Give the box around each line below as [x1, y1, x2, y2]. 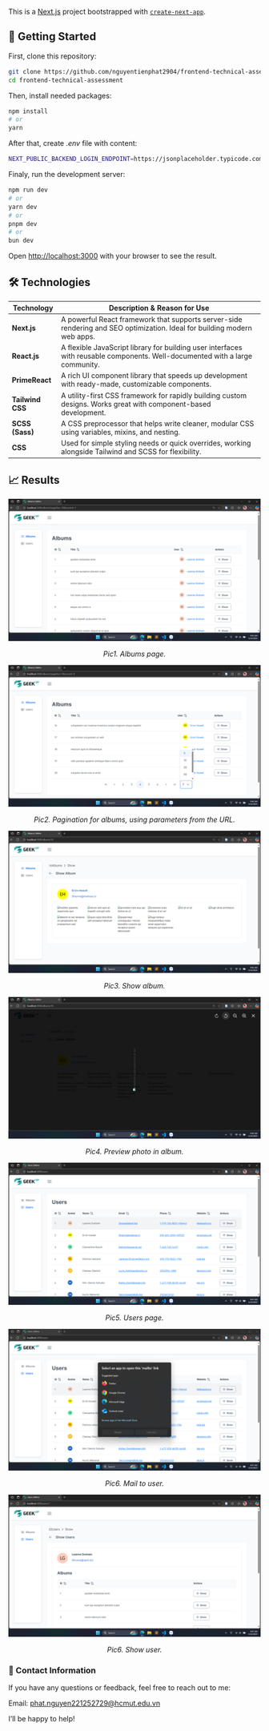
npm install [8, 107, 48, 115]
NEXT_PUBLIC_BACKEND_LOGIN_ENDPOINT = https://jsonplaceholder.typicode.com [8, 155, 263, 163]
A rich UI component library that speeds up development [61, 371, 248, 380]
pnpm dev [8, 219, 38, 227]
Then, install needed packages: [8, 91, 112, 100]
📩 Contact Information [8, 1665, 96, 1676]
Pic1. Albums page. [102, 649, 167, 658]
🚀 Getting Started [8, 30, 97, 43]
